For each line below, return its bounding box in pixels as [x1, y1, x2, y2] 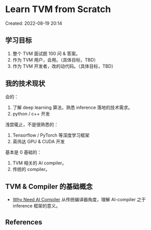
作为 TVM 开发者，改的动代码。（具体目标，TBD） [12, 63, 116, 69]
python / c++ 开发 [12, 110, 51, 117]
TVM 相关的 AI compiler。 [12, 160, 67, 166]
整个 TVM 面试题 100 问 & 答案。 [12, 50, 81, 56]
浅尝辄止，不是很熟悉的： [5, 121, 59, 127]
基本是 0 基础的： [5, 149, 42, 155]
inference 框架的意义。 [12, 203, 61, 209]
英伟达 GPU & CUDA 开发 [12, 138, 65, 144]
